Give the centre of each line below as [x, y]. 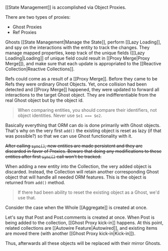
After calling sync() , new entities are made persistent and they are [74, 146]
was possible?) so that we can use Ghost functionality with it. [69, 136]
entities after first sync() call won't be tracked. [53, 157]
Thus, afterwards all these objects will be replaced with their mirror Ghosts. [83, 243]
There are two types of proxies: [38, 17]
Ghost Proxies [27, 27]
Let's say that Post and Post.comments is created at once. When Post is [80, 217]
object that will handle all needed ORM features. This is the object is [76, 177]
